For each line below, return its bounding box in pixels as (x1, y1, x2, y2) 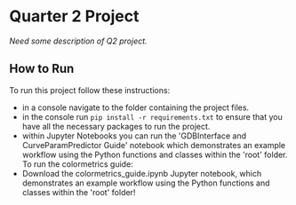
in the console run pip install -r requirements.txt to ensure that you (21, 111, 283, 122)
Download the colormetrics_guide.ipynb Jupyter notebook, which (21, 168, 262, 178)
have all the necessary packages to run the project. (21, 121, 211, 131)
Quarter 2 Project (9, 6, 140, 27)
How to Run (9, 61, 75, 76)
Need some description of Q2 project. (9, 35, 148, 46)
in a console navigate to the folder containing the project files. (21, 102, 250, 113)
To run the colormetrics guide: (21, 158, 133, 170)
